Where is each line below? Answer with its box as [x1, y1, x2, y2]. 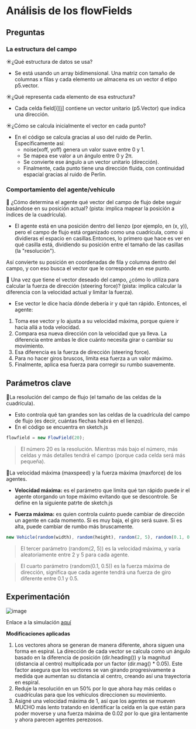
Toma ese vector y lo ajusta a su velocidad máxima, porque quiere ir [14, 318, 180, 325]
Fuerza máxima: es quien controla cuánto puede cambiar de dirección [14, 510, 185, 517]
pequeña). [20, 458, 46, 465]
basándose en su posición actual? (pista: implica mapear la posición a [6, 205, 175, 212]
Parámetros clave [6, 378, 71, 388]
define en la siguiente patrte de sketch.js [14, 499, 113, 506]
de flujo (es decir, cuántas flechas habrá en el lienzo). [14, 417, 145, 424]
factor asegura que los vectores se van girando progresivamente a [14, 666, 176, 673]
